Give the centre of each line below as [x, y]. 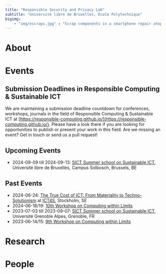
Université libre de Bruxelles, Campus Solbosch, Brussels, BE [74, 168]
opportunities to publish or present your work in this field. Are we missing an [83, 130]
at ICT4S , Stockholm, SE [62, 201]
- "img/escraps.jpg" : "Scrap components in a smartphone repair [83, 24]
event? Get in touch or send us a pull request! [51, 135]
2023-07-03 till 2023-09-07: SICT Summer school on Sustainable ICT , [84, 211]
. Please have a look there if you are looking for [97, 124]
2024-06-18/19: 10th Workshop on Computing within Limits [72, 206]
